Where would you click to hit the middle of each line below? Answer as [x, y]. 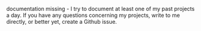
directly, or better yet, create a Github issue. [62, 22]
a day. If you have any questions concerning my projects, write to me [93, 15]
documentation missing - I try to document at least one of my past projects [100, 9]
